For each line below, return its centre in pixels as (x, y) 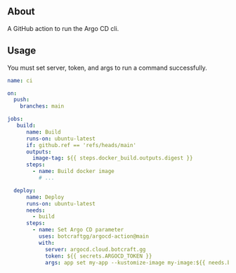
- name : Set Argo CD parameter (78, 230)
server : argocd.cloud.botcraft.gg (95, 249)
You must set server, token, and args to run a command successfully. (107, 68)
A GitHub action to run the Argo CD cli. (63, 28)
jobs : (15, 119)
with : (46, 243)
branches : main (42, 106)
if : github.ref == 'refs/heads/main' (81, 145)
